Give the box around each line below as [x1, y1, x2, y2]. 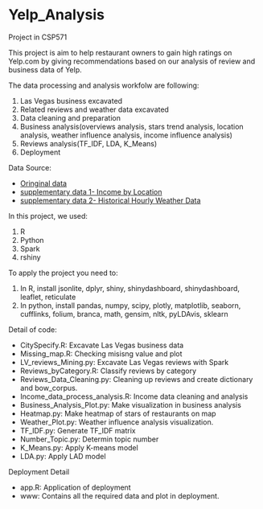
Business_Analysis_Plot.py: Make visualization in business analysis [19, 400, 241, 409]
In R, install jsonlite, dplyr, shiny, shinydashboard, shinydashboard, [19, 283, 240, 293]
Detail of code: [8, 324, 58, 335]
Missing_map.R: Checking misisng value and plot [19, 348, 183, 359]
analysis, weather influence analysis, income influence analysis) [19, 130, 233, 140]
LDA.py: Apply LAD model [19, 451, 106, 461]
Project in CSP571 [8, 32, 68, 42]
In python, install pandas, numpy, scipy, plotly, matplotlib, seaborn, [19, 300, 241, 310]
